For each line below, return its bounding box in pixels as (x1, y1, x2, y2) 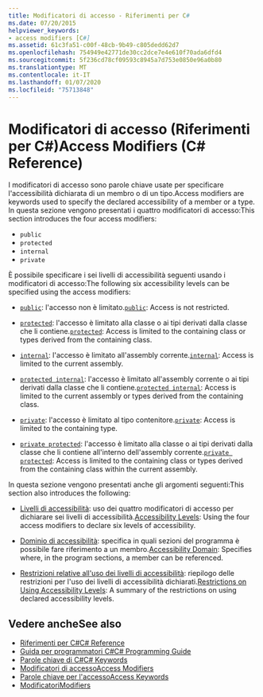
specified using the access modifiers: (8, 288, 131, 297)
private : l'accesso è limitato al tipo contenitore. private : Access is (19, 415, 236, 425)
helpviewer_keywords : (8, 26, 80, 34)
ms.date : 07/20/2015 (8, 19, 77, 27)
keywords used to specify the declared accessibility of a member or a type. (8, 197, 256, 207)
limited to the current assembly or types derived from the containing (19, 391, 244, 401)
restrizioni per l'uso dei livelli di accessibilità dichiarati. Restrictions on (19, 577, 247, 586)
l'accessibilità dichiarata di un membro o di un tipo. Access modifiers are (8, 189, 245, 198)
